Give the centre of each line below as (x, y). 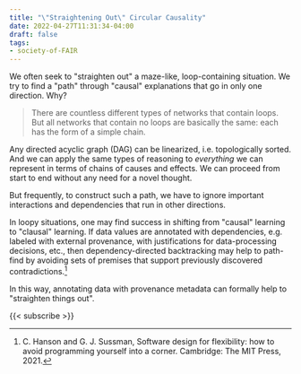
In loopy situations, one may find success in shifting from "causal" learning (147, 222)
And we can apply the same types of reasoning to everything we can (136, 159)
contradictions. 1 (39, 270)
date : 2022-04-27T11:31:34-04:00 (72, 26)
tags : (19, 43)
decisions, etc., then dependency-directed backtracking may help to (136, 251)
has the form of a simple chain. (88, 132)
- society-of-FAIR (43, 51)
